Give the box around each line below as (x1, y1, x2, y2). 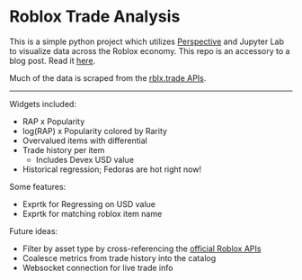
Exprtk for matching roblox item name (22, 208, 163, 219)
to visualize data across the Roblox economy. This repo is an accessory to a (9, 45, 290, 56)
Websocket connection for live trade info (22, 262, 173, 273)
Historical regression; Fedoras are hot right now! (22, 164, 202, 175)
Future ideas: (9, 225, 58, 236)
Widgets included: (9, 98, 76, 109)
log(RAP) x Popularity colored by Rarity (22, 125, 168, 136)
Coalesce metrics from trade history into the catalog (22, 252, 217, 263)
